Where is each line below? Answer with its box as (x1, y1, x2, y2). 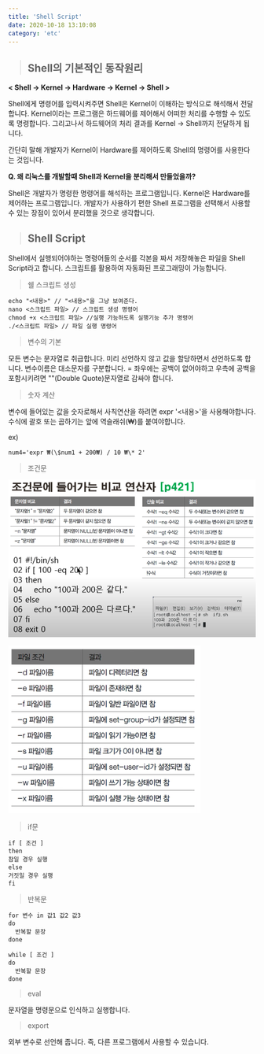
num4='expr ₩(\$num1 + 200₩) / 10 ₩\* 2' (8, 449, 146, 457)
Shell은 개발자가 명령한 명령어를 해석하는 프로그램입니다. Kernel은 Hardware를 (8, 189, 251, 198)
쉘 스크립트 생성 (27, 280, 76, 289)
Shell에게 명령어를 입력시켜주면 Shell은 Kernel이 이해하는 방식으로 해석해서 (8, 99, 240, 109)
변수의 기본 (27, 337, 62, 346)
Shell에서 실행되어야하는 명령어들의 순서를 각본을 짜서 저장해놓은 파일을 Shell (8, 253, 246, 263)
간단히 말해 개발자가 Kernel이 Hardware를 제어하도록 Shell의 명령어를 (8, 146, 223, 155)
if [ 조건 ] (8, 839, 44, 847)
